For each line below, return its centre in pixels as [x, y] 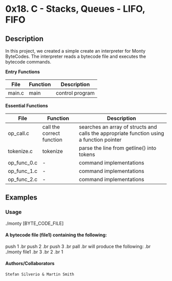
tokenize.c [20, 151]
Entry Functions [23, 72]
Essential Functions [27, 106]
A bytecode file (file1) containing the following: [56, 235]
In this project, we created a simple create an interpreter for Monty [76, 51]
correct [51, 133]
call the [51, 127]
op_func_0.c [23, 163]
